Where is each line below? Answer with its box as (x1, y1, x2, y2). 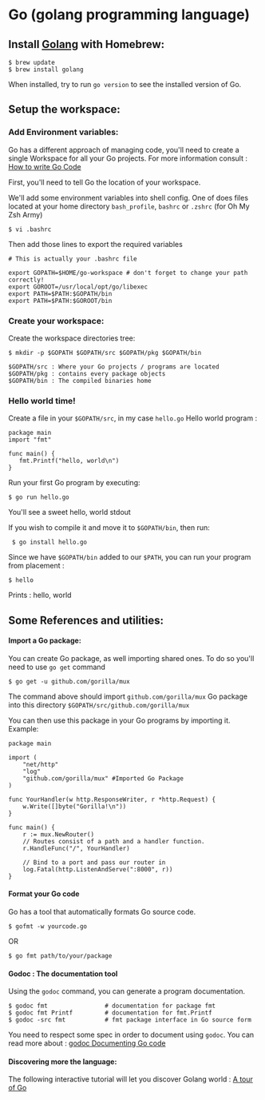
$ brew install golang (8, 66, 84, 74)
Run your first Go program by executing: (8, 478, 141, 488)
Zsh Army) (8, 209, 43, 219)
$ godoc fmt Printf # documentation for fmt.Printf (8, 1009, 213, 1017)
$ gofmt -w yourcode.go (8, 923, 88, 931)
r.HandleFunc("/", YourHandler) (22, 844, 130, 852)
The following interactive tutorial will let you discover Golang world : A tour (8, 1074, 254, 1084)
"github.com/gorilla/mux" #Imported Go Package (22, 774, 184, 783)
